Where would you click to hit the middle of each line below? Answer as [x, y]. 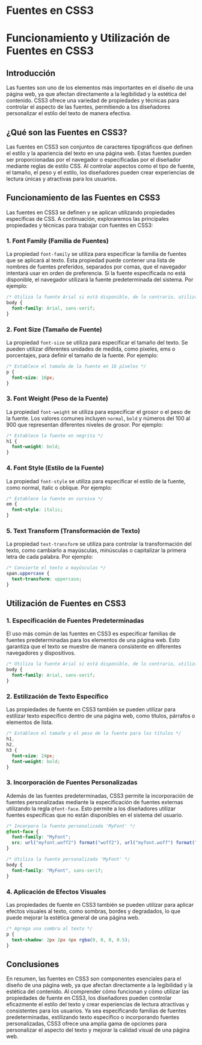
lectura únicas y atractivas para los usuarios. [62, 179]
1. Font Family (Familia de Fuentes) [58, 241]
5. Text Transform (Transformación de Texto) [73, 530]
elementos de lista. [29, 722]
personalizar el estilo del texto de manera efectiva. [69, 113]
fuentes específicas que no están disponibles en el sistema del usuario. [95, 815]
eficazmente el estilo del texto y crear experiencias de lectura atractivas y [98, 1005]
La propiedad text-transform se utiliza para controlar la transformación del [99, 544]
